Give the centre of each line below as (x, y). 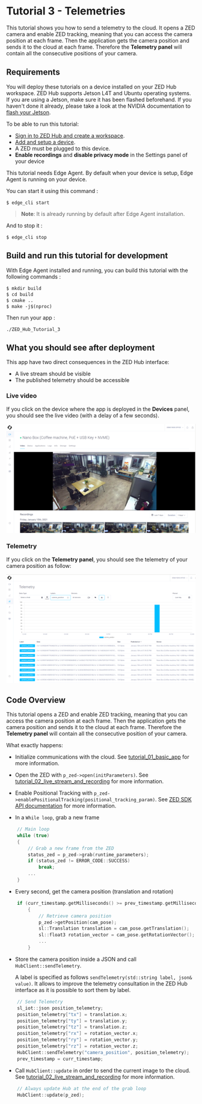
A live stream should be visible (53, 374)
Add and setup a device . (45, 142)
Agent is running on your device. (47, 179)
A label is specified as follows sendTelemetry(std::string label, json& (103, 977)
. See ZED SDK (174, 800)
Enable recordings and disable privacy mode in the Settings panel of (101, 155)
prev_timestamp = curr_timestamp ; (60, 1059)
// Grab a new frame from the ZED (71, 848)
